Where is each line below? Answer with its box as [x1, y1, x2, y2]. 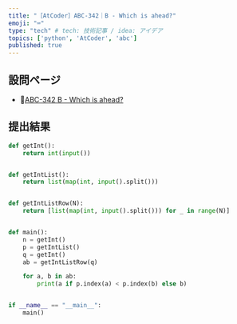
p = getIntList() [22, 243, 81, 251]
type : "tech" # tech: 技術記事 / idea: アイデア [8, 26, 164, 34]
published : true [8, 42, 62, 50]
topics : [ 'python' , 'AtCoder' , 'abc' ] [8, 34, 137, 42]
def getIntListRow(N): [8, 199, 84, 208]
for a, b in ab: [22, 273, 77, 281]
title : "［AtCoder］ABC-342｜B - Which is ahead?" [8, 11, 177, 20]
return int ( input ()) [22, 149, 91, 157]
